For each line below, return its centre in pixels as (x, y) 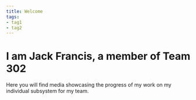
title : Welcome (25, 11)
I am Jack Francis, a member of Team (98, 56)
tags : (13, 17)
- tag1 (14, 22)
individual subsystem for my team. (47, 91)
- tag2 (14, 28)
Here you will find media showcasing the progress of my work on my (89, 85)
